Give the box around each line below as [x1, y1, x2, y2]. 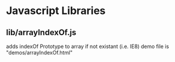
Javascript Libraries [6, 4, 106, 18]
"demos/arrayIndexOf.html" [6, 49, 73, 56]
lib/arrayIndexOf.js [6, 27, 76, 37]
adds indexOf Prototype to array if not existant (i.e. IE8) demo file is [6, 43, 169, 50]
